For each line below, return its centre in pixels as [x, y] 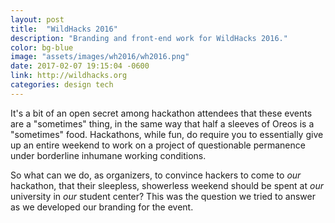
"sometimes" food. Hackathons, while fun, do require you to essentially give [167, 134]
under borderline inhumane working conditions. [108, 155]
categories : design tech [62, 85]
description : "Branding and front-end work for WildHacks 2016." [149, 38]
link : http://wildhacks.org [69, 76]
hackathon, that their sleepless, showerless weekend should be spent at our [167, 185]
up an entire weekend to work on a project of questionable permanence [158, 145]
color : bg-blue [42, 47]
